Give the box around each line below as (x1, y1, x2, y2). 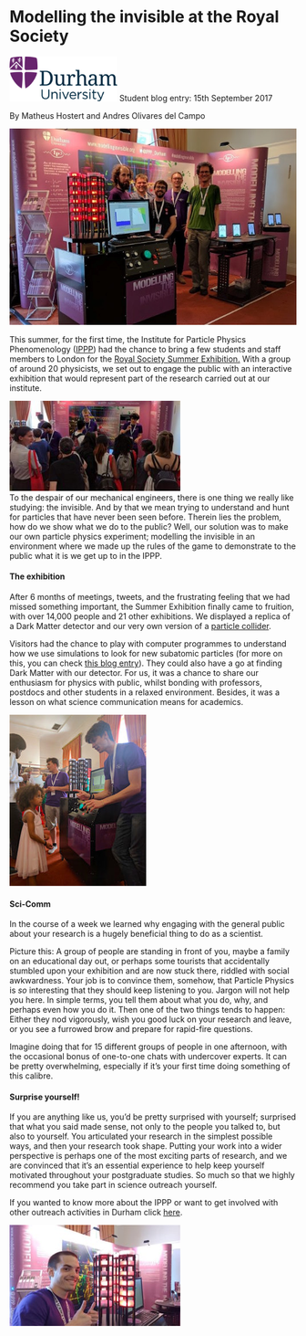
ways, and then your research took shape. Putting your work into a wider (9, 1141, 282, 1152)
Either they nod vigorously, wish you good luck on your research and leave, (9, 1014, 292, 1025)
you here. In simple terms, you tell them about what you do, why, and (9, 994, 269, 1005)
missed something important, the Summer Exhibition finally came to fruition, (9, 601, 294, 613)
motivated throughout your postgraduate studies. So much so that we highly (9, 1170, 296, 1181)
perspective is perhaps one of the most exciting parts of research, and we (9, 1151, 288, 1162)
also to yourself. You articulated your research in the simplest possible (9, 1131, 273, 1142)
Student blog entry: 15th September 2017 (118, 92, 273, 103)
